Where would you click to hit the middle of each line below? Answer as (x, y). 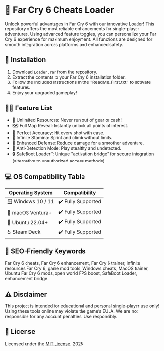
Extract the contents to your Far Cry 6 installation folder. (69, 77)
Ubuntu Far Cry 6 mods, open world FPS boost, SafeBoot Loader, (71, 273)
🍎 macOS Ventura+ (29, 212)
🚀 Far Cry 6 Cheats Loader (60, 10)
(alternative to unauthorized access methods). (59, 161)
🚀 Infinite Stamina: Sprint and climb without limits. (62, 137)
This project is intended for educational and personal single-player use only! (82, 306)
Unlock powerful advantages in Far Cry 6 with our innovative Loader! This (80, 24)
